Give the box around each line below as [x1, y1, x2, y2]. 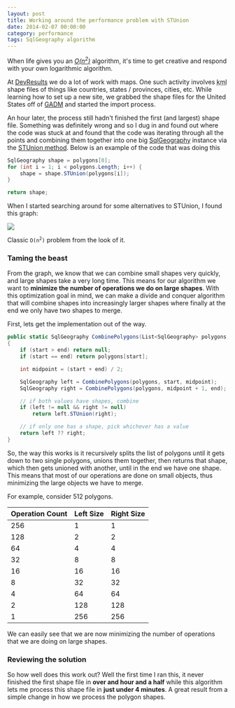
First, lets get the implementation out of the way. [7, 320, 147, 328]
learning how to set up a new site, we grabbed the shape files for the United [7, 92, 226, 101]
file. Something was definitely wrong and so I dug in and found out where [7, 120, 219, 130]
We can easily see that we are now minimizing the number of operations [7, 630, 215, 638]
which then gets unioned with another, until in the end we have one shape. [7, 464, 222, 472]
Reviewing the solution [7, 654, 87, 664]
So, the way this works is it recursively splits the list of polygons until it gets [7, 449, 225, 457]
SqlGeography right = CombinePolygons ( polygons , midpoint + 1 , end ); [20, 384, 227, 392]
